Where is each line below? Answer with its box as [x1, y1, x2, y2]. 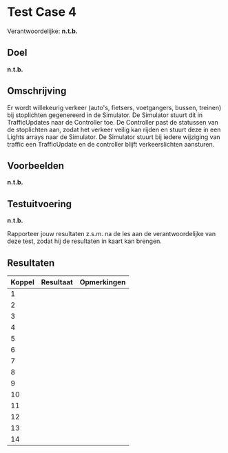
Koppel [10, 277, 34, 286]
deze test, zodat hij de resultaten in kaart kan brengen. [7, 237, 162, 245]
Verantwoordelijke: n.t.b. [7, 27, 78, 35]
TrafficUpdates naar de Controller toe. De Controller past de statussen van [7, 118, 219, 126]
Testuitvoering [7, 198, 72, 210]
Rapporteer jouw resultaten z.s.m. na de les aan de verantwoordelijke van [7, 230, 216, 238]
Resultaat [41, 277, 74, 286]
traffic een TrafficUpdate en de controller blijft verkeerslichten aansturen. [7, 140, 215, 148]
